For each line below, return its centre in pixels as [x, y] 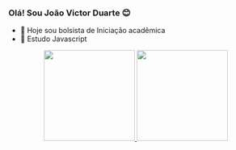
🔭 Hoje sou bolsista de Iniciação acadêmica [93, 31]
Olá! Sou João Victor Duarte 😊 [70, 13]
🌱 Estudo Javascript [53, 39]
